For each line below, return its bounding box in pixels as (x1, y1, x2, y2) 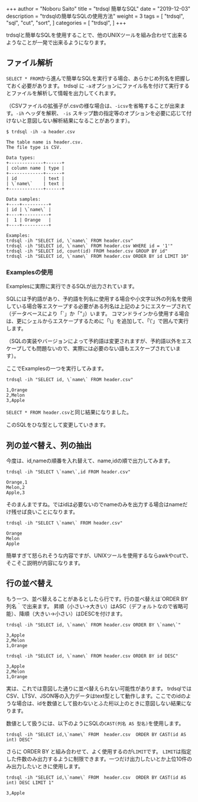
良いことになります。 (26, 508, 79, 515)
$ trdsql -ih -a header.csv (6, 129, 76, 135)
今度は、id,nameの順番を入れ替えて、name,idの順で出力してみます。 (6, 457, 173, 464)
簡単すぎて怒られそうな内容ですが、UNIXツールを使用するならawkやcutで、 (6, 552, 192, 559)
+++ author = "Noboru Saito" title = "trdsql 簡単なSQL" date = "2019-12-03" (6, 5, 191, 12)
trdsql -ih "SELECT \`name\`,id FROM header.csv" (6, 469, 131, 475)
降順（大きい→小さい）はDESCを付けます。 (18, 610, 126, 617)
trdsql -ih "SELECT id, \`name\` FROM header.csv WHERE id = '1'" (6, 242, 173, 249)
